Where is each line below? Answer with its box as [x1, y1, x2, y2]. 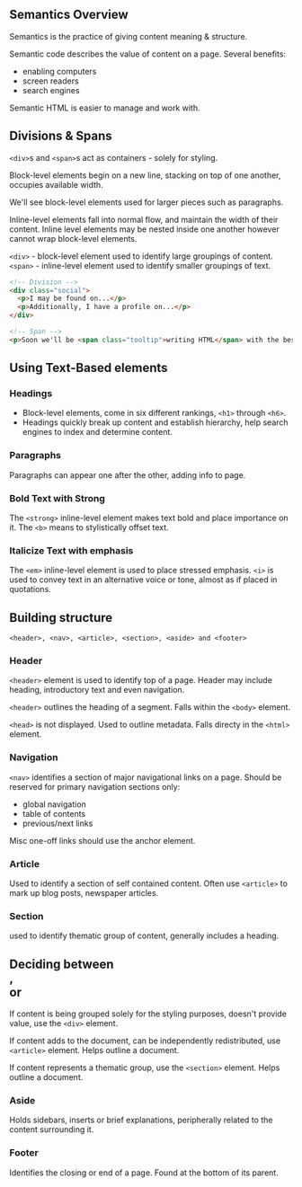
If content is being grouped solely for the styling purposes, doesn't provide [9, 1008, 288, 1019]
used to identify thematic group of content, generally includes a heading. [9, 930, 280, 942]
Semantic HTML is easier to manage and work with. [9, 102, 200, 113]
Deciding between [9, 956, 114, 971]
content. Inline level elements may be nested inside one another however [9, 224, 280, 235]
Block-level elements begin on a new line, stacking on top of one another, [9, 170, 281, 181]
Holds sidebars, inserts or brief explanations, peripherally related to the [9, 1114, 273, 1126]
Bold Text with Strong [9, 492, 106, 504]
